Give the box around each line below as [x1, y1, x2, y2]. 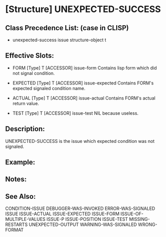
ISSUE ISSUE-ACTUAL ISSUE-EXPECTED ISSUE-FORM [5, 211, 120, 217]
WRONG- [138, 221, 157, 227]
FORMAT [5, 227, 24, 233]
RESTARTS [5, 221, 28, 227]
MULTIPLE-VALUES [5, 216, 46, 222]
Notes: [5, 175, 27, 184]
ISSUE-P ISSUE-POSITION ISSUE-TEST [46, 216, 128, 222]
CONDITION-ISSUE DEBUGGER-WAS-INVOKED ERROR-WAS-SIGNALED [5, 205, 155, 212]
